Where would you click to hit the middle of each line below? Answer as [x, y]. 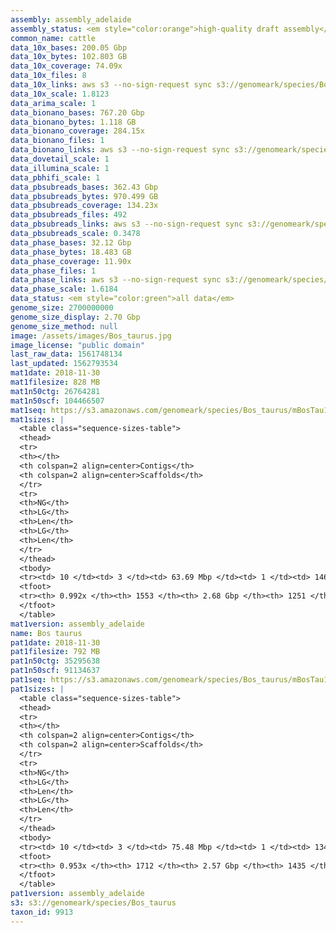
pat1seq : [28, 680]
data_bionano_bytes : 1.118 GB [73, 122]
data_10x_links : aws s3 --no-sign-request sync [111, 85]
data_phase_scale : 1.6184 [64, 289]
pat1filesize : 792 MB [55, 652]
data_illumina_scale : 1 [60, 168]
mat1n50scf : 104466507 [57, 401]
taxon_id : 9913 [42, 912]
